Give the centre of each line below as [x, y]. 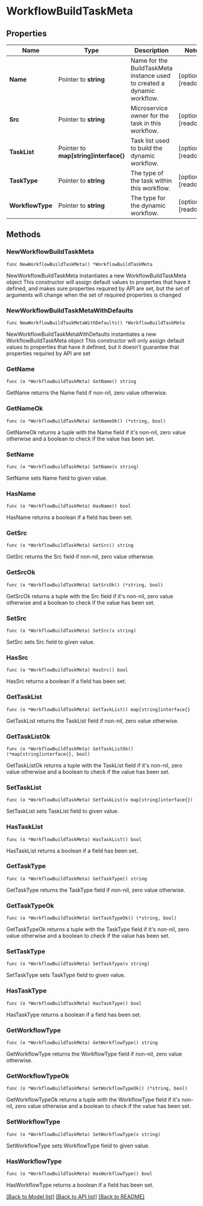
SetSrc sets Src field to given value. [50, 642]
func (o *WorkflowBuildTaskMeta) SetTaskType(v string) [78, 964]
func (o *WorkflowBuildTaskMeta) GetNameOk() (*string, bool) [86, 421]
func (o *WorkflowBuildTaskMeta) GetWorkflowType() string [82, 1043]
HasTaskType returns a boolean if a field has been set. [74, 1014]
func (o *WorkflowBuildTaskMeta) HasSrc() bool [67, 670]
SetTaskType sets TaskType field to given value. [66, 975]
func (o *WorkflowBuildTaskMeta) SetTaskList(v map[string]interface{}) [100, 800]
